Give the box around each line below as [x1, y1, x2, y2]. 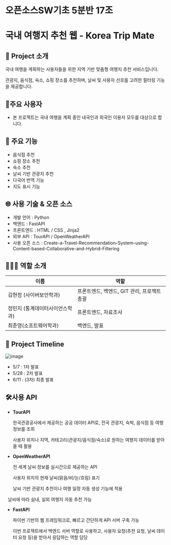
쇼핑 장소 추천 [12, 158, 40, 164]
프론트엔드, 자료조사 [77, 309, 123, 316]
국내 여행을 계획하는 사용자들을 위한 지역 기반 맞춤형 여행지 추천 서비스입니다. [5, 66, 159, 72]
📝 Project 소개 [5, 51, 49, 60]
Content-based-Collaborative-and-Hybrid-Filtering [12, 245, 120, 251]
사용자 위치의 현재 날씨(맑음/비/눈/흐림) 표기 [12, 475, 100, 481]
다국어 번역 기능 [12, 177, 44, 183]
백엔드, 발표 [77, 322, 104, 329]
